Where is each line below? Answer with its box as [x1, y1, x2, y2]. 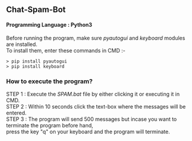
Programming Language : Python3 [6, 21, 93, 28]
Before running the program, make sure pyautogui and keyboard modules [6, 34, 186, 41]
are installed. [6, 41, 38, 48]
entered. [6, 109, 27, 116]
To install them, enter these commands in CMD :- [6, 47, 126, 54]
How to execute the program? [6, 77, 93, 85]
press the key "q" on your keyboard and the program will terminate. [6, 128, 170, 135]
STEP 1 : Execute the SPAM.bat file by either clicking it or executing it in [6, 90, 180, 97]
